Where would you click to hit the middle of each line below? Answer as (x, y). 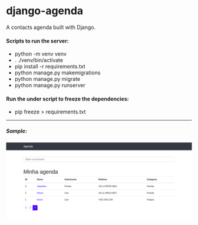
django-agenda (45, 11)
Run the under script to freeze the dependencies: (67, 99)
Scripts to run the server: (37, 41)
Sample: (17, 131)
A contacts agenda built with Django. (51, 27)
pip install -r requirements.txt (50, 67)
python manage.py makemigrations (57, 73)
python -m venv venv (40, 54)
